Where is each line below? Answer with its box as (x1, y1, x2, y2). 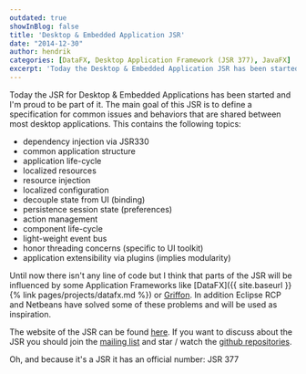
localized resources (22, 165, 97, 176)
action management (22, 213, 98, 224)
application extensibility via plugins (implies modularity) (22, 252, 231, 263)
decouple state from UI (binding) (22, 193, 146, 205)
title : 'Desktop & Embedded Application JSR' (9, 30, 185, 39)
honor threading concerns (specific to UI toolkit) (22, 243, 204, 254)
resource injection (22, 174, 91, 185)
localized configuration (22, 184, 109, 195)
